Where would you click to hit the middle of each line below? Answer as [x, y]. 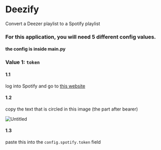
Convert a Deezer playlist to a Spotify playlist [53, 24]
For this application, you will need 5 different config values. [81, 37]
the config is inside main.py [35, 49]
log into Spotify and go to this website [45, 86]
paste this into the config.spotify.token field [53, 142]
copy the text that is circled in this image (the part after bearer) [72, 109]
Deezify [22, 9]
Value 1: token [23, 62]
